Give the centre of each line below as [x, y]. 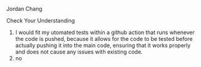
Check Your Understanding [41, 20]
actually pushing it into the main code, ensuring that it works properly [103, 45]
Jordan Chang [25, 9]
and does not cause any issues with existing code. [79, 52]
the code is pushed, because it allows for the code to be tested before [104, 39]
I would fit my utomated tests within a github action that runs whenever [105, 32]
